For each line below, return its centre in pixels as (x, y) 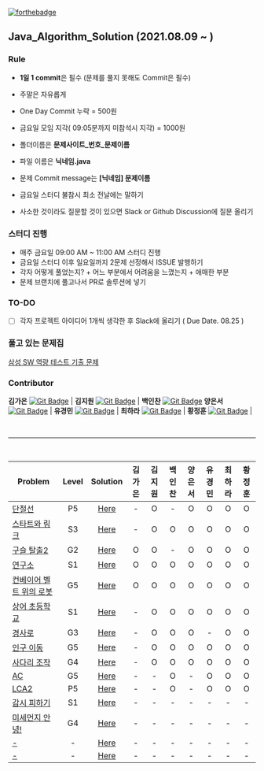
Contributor (31, 383)
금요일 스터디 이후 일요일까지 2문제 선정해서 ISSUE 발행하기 (111, 262)
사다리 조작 (31, 662)
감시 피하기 (31, 702)
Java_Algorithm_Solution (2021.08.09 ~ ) (111, 37)
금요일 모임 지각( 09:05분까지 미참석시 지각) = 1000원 (103, 128)
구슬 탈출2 (30, 550)
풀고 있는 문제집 (36, 343)
